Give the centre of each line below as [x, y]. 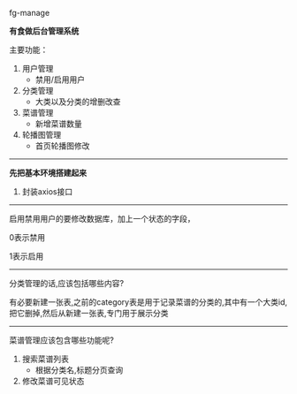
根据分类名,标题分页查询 [79, 370]
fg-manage [30, 13]
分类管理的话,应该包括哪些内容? [67, 283]
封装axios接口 [47, 192]
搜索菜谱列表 [45, 359]
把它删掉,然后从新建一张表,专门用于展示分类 [89, 313]
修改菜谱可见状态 [53, 381]
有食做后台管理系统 [44, 31]
